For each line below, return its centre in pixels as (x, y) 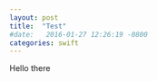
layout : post (34, 18)
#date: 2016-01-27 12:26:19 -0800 (78, 34)
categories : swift (44, 43)
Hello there (30, 68)
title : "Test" (38, 26)
